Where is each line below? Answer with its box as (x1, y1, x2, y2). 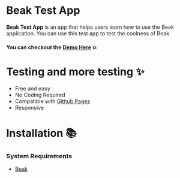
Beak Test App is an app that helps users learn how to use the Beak (6, 23, 174, 31)
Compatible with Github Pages (14, 98, 91, 105)
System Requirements (6, 152, 73, 160)
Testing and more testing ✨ (6, 65, 145, 79)
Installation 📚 (6, 126, 77, 140)
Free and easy (14, 85, 51, 92)
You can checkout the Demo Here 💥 (6, 43, 97, 51)
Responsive (14, 104, 44, 111)
